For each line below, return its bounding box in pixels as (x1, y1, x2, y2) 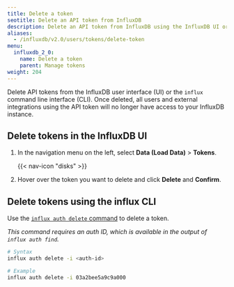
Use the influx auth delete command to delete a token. (7, 214, 169, 223)
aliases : (7, 29, 33, 37)
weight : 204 (7, 68, 42, 75)
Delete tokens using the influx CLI (7, 196, 157, 208)
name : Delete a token (19, 56, 82, 63)
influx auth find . (7, 235, 59, 244)
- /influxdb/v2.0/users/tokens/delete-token (13, 36, 145, 43)
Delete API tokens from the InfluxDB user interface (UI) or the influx (7, 88, 203, 96)
